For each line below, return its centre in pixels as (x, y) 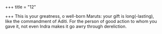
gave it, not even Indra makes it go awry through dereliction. (66, 26)
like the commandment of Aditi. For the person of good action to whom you (81, 21)
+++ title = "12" (21, 7)
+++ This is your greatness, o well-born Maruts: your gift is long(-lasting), (80, 16)
